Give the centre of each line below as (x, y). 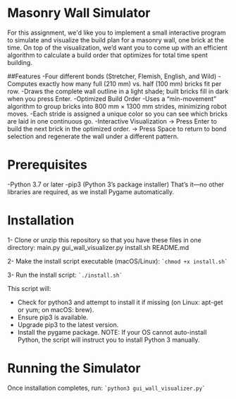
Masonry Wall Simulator (79, 13)
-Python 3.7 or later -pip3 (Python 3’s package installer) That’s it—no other (116, 184)
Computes (22, 83)
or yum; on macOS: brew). (56, 309)
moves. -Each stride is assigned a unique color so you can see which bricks (117, 114)
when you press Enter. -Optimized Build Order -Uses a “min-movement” (112, 99)
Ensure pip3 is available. (53, 317)
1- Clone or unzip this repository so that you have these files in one (105, 240)
